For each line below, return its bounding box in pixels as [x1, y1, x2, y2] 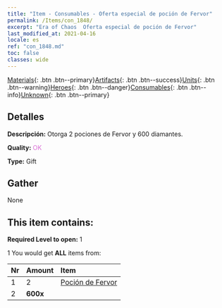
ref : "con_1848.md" [7, 43, 65, 50]
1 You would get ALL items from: [7, 249, 101, 257]
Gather [7, 177, 39, 189]
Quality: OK [7, 143, 42, 152]
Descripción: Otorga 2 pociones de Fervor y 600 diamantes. [7, 130, 183, 138]
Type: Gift [7, 156, 37, 166]
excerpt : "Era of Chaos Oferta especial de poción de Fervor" [7, 23, 197, 30]
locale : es [7, 37, 39, 44]
